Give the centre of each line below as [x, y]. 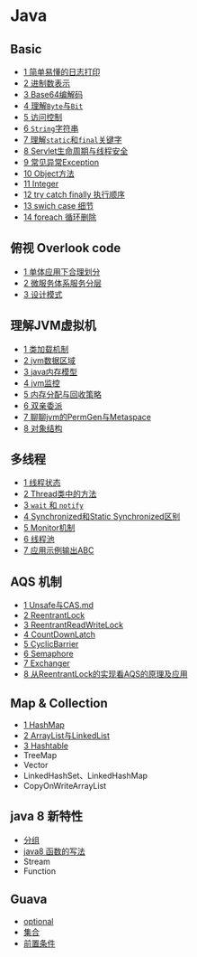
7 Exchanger [46, 663]
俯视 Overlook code [66, 248]
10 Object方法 [49, 174]
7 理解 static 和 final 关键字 [72, 140]
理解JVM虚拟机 [54, 326]
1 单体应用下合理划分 [62, 271]
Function [40, 871]
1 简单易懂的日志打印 [62, 72]
